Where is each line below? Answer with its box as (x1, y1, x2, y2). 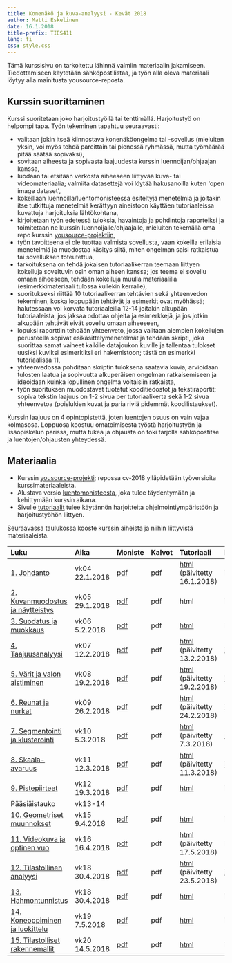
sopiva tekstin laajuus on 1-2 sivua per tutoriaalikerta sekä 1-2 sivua (17, 392, 209, 401)
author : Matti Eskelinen (7, 17, 79, 24)
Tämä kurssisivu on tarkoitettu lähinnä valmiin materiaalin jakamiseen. (7, 62, 206, 69)
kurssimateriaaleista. (17, 481, 77, 489)
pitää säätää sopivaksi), (17, 149, 85, 158)
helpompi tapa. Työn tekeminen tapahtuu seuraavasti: (7, 122, 160, 130)
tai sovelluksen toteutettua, (17, 253, 95, 261)
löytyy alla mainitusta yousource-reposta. (7, 76, 126, 84)
